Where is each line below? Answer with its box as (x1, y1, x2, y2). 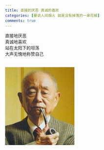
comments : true (5, 18, 36, 23)
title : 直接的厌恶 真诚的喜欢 (5, 8, 60, 13)
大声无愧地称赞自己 (5, 51, 44, 57)
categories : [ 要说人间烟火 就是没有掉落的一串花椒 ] (5, 13, 100, 18)
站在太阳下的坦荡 (5, 45, 40, 51)
